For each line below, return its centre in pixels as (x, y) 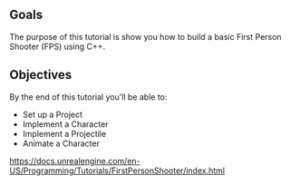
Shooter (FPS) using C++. (58, 46)
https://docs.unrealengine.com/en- (75, 161)
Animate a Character (61, 143)
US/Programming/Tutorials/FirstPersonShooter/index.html (117, 170)
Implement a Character (65, 124)
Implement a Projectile (64, 133)
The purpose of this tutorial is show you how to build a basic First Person (146, 36)
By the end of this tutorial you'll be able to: (88, 97)
